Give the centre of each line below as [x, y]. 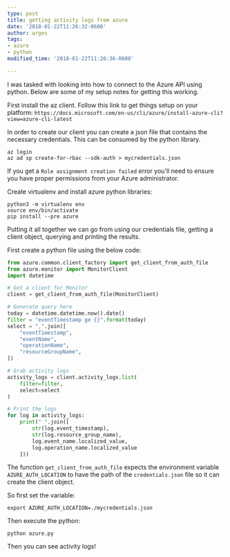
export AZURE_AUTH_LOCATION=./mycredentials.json [80, 508]
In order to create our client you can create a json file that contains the [107, 131]
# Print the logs [32, 409]
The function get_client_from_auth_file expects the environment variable [113, 467]
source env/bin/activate [43, 210]
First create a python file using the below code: [74, 250]
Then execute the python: [44, 521]
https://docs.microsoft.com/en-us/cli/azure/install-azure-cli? [128, 113]
